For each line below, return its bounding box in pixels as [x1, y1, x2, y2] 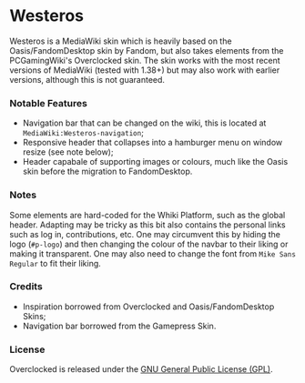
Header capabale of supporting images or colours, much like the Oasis [22, 156, 289, 167]
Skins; [22, 310, 46, 321]
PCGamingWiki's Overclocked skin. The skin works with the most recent [9, 55, 280, 66]
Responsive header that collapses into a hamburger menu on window [22, 137, 283, 148]
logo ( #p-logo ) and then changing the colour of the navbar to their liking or [9, 238, 289, 249]
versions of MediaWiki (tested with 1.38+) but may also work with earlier [9, 65, 280, 76]
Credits [9, 280, 43, 293]
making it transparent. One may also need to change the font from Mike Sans [9, 247, 296, 259]
